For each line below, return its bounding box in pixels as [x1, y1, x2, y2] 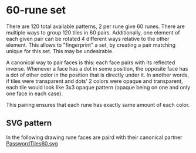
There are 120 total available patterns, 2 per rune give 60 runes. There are [6, 23, 185, 30]
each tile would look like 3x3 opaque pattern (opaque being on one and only [6, 84, 191, 91]
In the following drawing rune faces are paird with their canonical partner [6, 134, 183, 141]
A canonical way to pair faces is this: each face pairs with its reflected [6, 59, 175, 66]
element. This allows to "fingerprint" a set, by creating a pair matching [6, 41, 176, 48]
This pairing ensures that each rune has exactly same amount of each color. [6, 101, 190, 108]
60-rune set [6, 4, 66, 17]
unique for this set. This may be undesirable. [6, 47, 114, 54]
